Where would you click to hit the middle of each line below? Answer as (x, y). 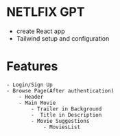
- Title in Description (67, 115)
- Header (31, 97)
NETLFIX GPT (46, 12)
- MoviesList (61, 127)
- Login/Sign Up (29, 85)
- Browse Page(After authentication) (60, 90)
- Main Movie (37, 103)
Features (32, 67)
